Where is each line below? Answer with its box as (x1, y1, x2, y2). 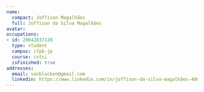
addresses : (6, 65, 34, 71)
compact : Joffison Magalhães (12, 15, 86, 21)
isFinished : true (12, 59, 56, 65)
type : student (12, 43, 47, 49)
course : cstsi (12, 54, 47, 60)
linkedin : (12, 76, 36, 82)
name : (6, 8, 20, 15)
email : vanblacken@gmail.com (12, 71, 86, 77)
